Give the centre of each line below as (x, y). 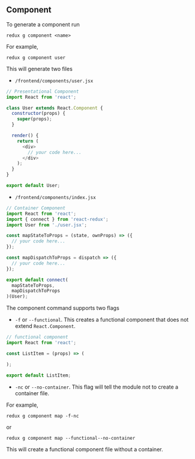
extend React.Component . (45, 326)
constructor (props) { (39, 114)
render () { (25, 136)
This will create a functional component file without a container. (85, 449)
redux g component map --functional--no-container (71, 438)
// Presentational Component (43, 91)
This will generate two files (40, 69)
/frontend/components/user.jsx (54, 81)
